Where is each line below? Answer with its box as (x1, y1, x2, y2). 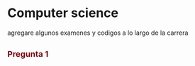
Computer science (7, 5, 119, 21)
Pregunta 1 (7, 49, 49, 60)
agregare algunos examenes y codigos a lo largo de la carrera (7, 28, 189, 37)
